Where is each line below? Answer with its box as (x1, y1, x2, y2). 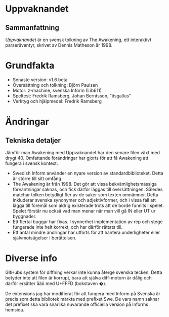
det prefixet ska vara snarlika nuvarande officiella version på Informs (5, 301, 148, 307)
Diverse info (5, 253, 57, 264)
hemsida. (5, 306, 24, 312)
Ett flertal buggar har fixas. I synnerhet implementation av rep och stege (12, 219, 163, 225)
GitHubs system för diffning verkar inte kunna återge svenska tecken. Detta (5, 269, 162, 275)
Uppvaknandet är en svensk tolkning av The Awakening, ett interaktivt (5, 37, 152, 43)
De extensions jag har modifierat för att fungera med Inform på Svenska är (5, 290, 160, 297)
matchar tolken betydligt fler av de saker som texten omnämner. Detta (12, 191, 158, 198)
